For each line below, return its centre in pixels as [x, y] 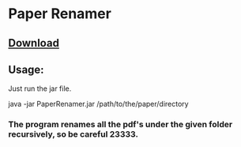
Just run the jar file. [40, 89]
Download [34, 43]
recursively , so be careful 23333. [73, 134]
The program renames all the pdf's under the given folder [120, 125]
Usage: [26, 69]
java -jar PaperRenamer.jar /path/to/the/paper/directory [98, 104]
